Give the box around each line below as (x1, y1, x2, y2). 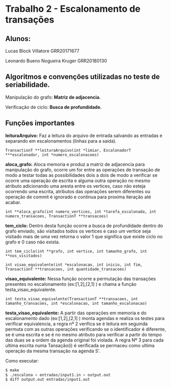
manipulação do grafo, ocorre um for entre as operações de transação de (5, 167, 160, 173)
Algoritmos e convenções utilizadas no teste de (5, 73, 160, 81)
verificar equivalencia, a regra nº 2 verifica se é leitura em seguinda (5, 321, 148, 327)
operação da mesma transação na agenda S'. (5, 348, 101, 354)
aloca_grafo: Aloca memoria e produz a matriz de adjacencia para (5, 161, 145, 167)
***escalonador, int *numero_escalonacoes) (5, 152, 100, 157)
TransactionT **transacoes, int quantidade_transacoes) (5, 266, 127, 271)
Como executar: (5, 357, 39, 363)
